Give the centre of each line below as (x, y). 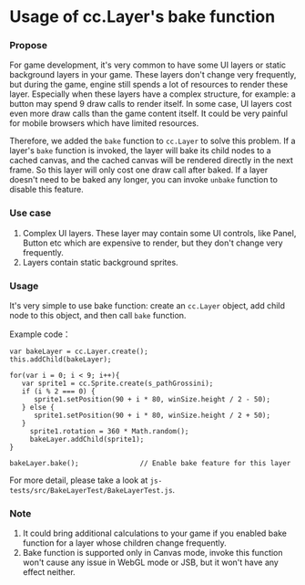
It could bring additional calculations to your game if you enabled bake (154, 533)
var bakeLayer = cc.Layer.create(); (79, 352)
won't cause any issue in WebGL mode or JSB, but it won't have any (151, 562)
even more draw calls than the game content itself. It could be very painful (149, 114)
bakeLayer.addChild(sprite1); (87, 440)
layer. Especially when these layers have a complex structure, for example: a (152, 94)
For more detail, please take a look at (79, 480)
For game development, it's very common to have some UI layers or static (148, 65)
